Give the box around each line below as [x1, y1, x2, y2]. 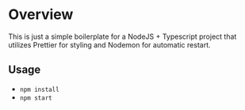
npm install [19, 85, 59, 93]
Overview [8, 6, 74, 24]
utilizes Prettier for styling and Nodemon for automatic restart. [8, 40, 212, 49]
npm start [19, 93, 53, 102]
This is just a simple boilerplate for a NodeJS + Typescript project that [8, 32, 237, 41]
